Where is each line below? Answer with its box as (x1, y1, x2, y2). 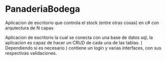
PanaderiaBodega (5, 3, 80, 15)
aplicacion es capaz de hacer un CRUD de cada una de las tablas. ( (5, 39, 143, 45)
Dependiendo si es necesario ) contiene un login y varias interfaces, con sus (5, 45, 162, 51)
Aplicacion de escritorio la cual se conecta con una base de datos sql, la (5, 34, 153, 40)
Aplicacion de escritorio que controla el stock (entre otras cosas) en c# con (5, 20, 160, 26)
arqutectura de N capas (5, 25, 54, 30)
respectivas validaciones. (5, 50, 57, 56)
